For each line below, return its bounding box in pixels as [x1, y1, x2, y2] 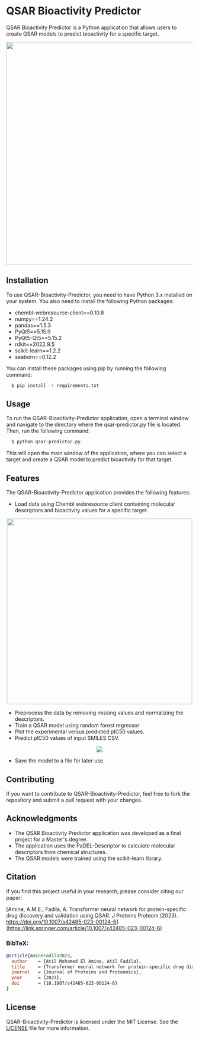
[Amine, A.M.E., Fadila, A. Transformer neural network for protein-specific [6, 905, 187, 913]
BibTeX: [6, 939, 29, 947]
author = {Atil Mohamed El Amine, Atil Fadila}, [11, 958, 142, 964]
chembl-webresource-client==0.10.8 [14, 309, 104, 316]
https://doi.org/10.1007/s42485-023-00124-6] [6, 918, 118, 925]
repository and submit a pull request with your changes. [6, 796, 143, 803]
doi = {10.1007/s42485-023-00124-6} [11, 981, 118, 986]
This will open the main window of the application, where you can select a [6, 450, 187, 457]
